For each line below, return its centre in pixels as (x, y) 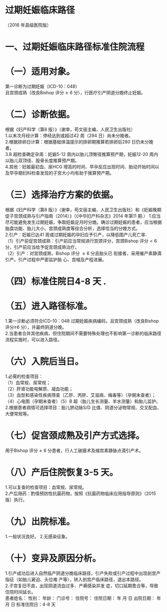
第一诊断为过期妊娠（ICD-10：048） (42, 86)
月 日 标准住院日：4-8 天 (30, 604)
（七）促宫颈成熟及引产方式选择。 (75, 436)
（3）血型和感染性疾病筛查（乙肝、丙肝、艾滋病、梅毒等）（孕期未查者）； (81, 395)
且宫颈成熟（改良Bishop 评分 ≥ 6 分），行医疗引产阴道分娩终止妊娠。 (75, 93)
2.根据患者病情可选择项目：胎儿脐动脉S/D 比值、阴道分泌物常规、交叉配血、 (83, 407)
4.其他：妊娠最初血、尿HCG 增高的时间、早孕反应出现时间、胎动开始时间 (80, 167)
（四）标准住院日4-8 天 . (56, 282)
